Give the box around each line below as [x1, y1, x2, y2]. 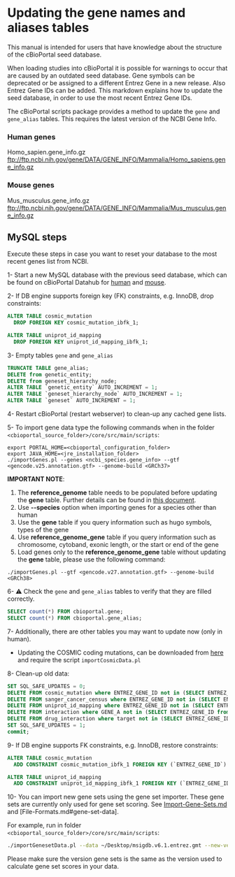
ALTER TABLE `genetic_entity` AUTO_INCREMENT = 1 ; [7, 384, 158, 391]
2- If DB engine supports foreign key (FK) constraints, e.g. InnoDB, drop [7, 292, 215, 300]
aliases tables [7, 20, 90, 36]
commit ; [7, 728, 30, 735]
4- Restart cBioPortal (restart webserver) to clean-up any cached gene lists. [7, 410, 227, 418]
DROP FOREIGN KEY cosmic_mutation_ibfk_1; [13, 320, 139, 327]
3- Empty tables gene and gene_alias [7, 351, 113, 359]
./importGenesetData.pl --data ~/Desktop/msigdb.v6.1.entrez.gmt [7, 842, 201, 849]
